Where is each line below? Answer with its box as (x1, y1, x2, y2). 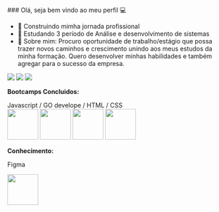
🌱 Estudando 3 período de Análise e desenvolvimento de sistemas (17, 29, 210, 38)
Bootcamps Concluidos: (7, 88, 80, 95)
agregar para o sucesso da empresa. (17, 60, 125, 67)
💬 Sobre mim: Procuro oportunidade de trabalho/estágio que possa (17, 37, 213, 45)
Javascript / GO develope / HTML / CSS (7, 101, 123, 110)
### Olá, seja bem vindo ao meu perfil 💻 (7, 6, 127, 14)
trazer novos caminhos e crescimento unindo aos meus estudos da (17, 44, 213, 53)
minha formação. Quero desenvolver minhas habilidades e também (17, 52, 213, 60)
